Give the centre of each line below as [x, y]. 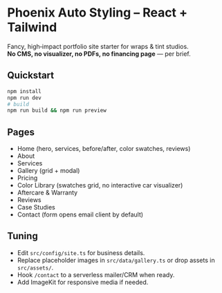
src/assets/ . [35, 267]
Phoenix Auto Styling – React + [98, 13]
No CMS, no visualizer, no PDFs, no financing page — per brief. [99, 54]
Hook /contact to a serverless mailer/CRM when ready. [96, 274]
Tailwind [32, 27]
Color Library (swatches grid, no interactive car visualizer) [100, 185]
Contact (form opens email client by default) [80, 214]
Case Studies [36, 208]
